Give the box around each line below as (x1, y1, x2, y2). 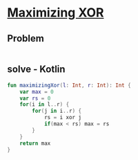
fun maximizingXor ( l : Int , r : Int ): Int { (7, 82, 131, 89)
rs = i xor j (43, 114, 81, 121)
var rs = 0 (19, 95, 51, 102)
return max (19, 140, 51, 147)
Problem (7, 33, 45, 44)
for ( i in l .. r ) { (19, 101, 70, 108)
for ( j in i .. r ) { (32, 107, 81, 115)
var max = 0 (19, 88, 54, 95)
